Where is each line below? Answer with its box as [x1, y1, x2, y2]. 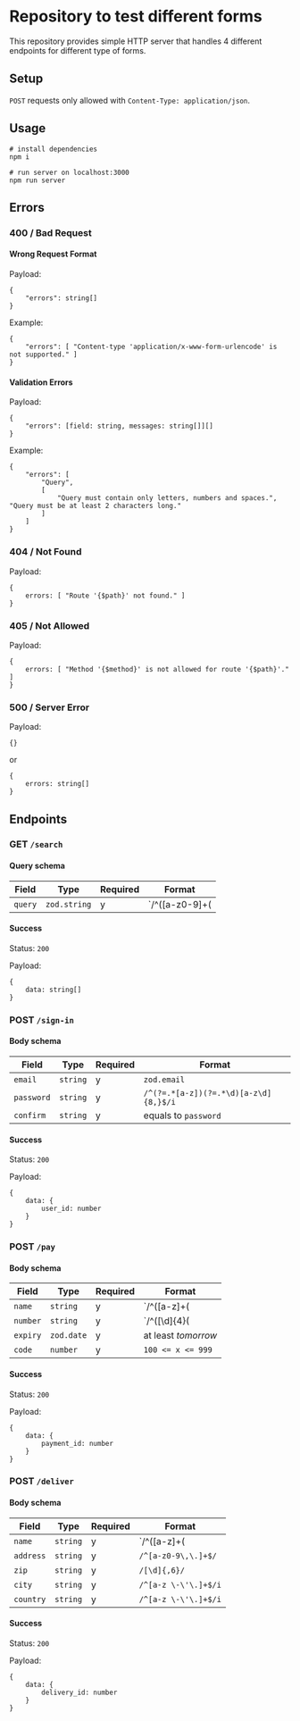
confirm [13, 1110, 46, 1121]
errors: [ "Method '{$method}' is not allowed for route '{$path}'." [25, 664, 290, 673]
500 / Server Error [9, 701, 90, 714]
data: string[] [25, 985, 82, 994]
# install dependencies [9, 145, 98, 154]
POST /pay [9, 1241, 56, 1253]
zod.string [45, 899, 92, 909]
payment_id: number [41, 1439, 114, 1448]
